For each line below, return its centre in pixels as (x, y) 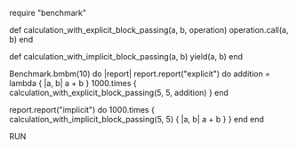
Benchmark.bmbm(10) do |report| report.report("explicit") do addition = (140, 74)
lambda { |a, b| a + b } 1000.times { (73, 83)
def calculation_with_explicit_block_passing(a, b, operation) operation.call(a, (149, 30)
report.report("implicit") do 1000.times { (82, 110)
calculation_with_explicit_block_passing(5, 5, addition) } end (119, 93)
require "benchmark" (48, 13)
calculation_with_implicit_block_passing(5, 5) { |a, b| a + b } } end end (137, 119)
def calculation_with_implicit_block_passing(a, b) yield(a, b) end (126, 56)
